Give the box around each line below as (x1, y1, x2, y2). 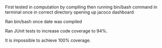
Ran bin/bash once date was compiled (5, 19, 82, 24)
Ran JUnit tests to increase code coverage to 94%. (5, 28, 108, 33)
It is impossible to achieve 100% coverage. (5, 37, 91, 43)
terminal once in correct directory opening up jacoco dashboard (5, 9, 134, 15)
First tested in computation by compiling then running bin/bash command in (5, 4, 158, 10)
